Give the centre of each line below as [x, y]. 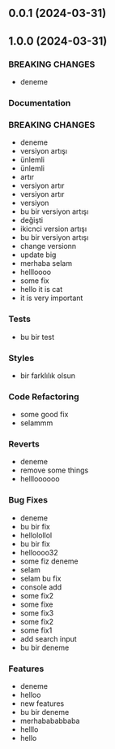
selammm [36, 423]
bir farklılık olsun [47, 375]
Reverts [24, 444]
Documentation [40, 103]
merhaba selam [46, 263]
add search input [48, 638]
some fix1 [36, 630]
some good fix [44, 415]
